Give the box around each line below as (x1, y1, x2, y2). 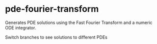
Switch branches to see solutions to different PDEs (5, 34, 108, 40)
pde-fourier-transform (5, 3, 99, 15)
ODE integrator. (5, 24, 36, 30)
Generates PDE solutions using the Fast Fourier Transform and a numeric (5, 20, 153, 25)
